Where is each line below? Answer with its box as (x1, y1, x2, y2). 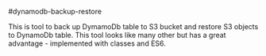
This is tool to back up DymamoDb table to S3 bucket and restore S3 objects (8, 22, 259, 31)
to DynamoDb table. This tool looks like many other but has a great (8, 31, 226, 39)
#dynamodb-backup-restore (8, 7, 102, 16)
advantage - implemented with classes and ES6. (8, 39, 167, 48)
